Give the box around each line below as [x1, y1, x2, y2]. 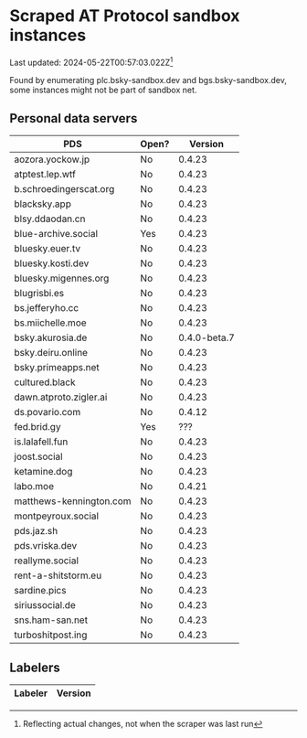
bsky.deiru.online [14, 347, 89, 359]
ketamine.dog [14, 465, 73, 478]
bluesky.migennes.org [14, 272, 110, 284]
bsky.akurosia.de [14, 331, 88, 344]
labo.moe [14, 480, 55, 493]
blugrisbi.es [14, 287, 65, 300]
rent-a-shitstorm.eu [14, 569, 102, 582]
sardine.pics [14, 584, 67, 597]
